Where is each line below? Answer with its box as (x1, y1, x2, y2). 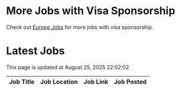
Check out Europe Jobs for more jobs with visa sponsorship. (6, 24, 154, 31)
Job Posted (114, 78, 147, 86)
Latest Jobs (6, 44, 65, 58)
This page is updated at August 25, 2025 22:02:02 (6, 64, 129, 71)
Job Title (9, 78, 35, 86)
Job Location (40, 78, 78, 86)
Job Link (83, 78, 108, 86)
